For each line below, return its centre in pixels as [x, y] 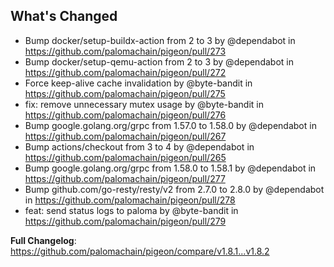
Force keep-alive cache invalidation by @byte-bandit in [138, 83]
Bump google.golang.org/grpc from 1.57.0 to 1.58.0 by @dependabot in [170, 125]
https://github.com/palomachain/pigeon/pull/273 [125, 51]
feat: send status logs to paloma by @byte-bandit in [131, 210]
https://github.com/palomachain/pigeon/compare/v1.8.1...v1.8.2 [140, 251]
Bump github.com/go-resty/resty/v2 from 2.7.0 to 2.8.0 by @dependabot [174, 189]
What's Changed [64, 16]
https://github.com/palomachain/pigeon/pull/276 [125, 115]
